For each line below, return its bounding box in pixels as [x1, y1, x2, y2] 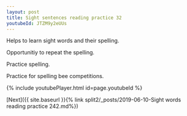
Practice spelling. [6, 60, 50, 68]
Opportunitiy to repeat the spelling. [6, 49, 95, 56]
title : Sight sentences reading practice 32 [6, 15, 122, 21]
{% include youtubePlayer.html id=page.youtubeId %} [6, 84, 143, 92]
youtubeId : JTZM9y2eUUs [6, 20, 67, 26]
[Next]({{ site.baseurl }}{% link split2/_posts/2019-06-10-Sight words [6, 96, 181, 104]
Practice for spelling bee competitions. [6, 73, 104, 80]
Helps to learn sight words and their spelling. [6, 37, 120, 45]
